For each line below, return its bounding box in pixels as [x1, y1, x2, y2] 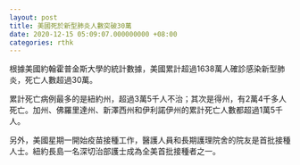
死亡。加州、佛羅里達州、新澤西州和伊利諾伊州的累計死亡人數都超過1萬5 [9, 104, 275, 116]
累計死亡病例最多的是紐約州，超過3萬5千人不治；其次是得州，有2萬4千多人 [9, 94, 287, 104]
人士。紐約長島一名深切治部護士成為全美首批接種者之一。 [9, 146, 221, 157]
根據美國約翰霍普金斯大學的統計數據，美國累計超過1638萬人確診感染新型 [9, 63, 278, 74]
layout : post [9, 12, 58, 22]
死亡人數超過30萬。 [24, 75, 98, 86]
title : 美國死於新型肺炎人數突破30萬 [9, 21, 132, 30]
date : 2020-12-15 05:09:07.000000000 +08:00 [9, 29, 178, 38]
